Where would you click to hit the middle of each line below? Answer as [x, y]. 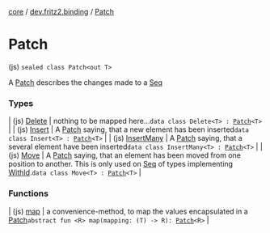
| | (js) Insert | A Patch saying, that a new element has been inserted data [129, 129]
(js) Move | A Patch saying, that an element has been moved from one [124, 155]
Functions [28, 193]
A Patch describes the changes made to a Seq [86, 82]
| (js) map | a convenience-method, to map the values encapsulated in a [128, 211]
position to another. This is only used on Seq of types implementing [120, 164]
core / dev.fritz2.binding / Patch [61, 12]
